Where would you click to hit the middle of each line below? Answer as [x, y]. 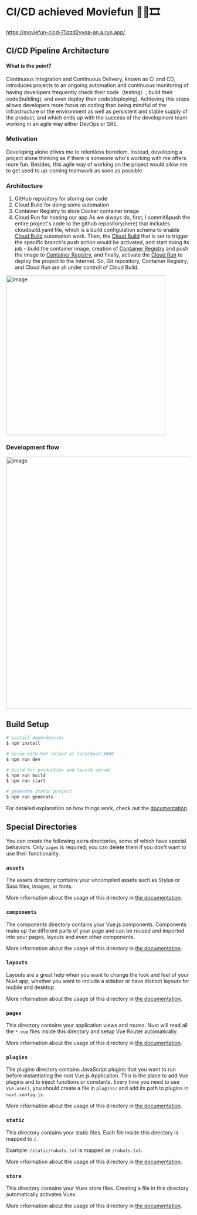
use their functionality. [33, 853]
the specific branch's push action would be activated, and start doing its [102, 242]
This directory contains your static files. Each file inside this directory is [92, 1132]
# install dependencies [35, 738]
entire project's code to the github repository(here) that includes [92, 224]
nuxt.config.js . [26, 1094]
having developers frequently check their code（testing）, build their [89, 92]
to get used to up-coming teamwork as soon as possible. [75, 170]
